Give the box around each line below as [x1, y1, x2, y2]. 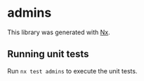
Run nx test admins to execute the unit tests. [7, 66, 138, 75]
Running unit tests [7, 48, 89, 60]
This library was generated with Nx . [7, 28, 110, 36]
